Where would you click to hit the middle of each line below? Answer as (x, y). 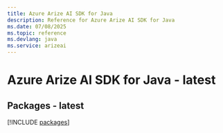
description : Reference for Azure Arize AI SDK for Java (91, 20)
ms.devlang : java (32, 39)
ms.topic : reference (37, 33)
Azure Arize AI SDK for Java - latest (111, 80)
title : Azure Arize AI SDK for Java (60, 14)
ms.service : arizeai (37, 46)
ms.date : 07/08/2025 (37, 26)
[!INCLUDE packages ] (38, 122)
